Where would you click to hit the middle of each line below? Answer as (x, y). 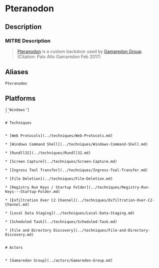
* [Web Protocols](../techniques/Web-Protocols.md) (59, 136)
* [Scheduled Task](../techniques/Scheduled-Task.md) (61, 222)
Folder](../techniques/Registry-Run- (112, 187)
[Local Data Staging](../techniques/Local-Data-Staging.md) (72, 213)
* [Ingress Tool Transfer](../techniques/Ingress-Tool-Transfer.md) (77, 170)
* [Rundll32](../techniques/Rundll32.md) (48, 153)
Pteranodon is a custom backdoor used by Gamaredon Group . (80, 51)
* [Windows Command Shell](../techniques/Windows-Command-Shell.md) (77, 144)
